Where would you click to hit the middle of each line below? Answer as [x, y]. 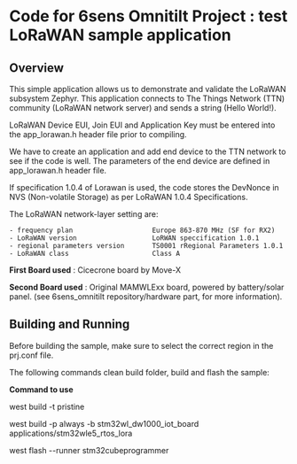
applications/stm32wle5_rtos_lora [71, 433]
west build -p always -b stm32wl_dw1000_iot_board [104, 423]
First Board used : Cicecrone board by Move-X [95, 270]
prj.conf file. [31, 355]
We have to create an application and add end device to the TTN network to [148, 151]
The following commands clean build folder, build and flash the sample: [140, 372]
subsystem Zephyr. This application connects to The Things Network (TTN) [147, 98]
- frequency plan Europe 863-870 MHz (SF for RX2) [142, 230]
